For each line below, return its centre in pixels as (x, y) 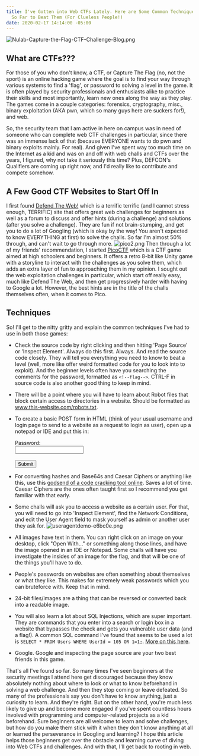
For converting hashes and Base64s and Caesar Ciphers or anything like (103, 476)
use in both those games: (37, 333)
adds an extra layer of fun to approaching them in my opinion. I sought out (97, 269)
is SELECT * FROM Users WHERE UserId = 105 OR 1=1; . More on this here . (102, 641)
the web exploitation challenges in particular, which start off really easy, (94, 275)
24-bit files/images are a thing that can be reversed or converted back (100, 598)
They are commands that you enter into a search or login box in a (94, 622)
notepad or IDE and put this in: (52, 431)
